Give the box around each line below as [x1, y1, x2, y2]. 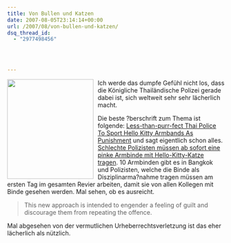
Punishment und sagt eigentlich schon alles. [97, 136, 223, 145]
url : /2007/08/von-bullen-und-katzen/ [7, 23, 119, 30]
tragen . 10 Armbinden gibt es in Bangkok [97, 158, 214, 166]
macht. [97, 101, 118, 109]
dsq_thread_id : [7, 29, 51, 37]
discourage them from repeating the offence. [23, 208, 152, 217]
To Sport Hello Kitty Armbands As [97, 129, 194, 137]
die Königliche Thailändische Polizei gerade [97, 86, 222, 95]
